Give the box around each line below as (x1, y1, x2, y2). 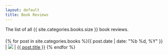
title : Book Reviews (5, 12, 49, 17)
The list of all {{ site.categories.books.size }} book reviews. (5, 26, 129, 32)
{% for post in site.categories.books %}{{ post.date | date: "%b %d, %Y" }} (5, 38, 163, 44)
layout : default (5, 7, 40, 13)
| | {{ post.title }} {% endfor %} (5, 44, 76, 50)
